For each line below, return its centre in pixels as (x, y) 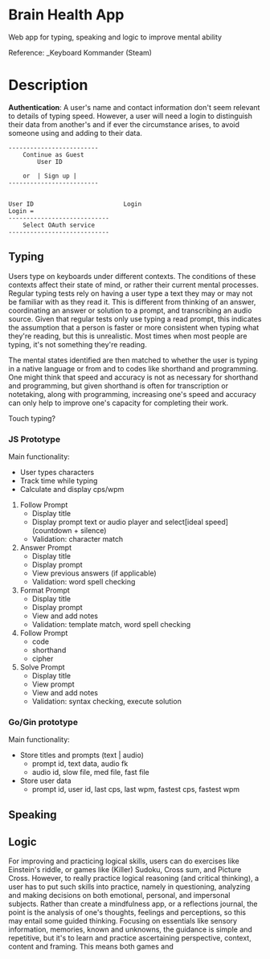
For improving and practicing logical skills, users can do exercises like (124, 861)
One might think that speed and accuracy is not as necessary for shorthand (133, 377)
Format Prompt (45, 590)
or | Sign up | (50, 176)
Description (48, 85)
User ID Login (75, 204)
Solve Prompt (43, 667)
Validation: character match (78, 539)
